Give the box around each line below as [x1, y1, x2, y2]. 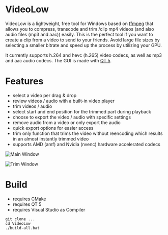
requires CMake [12, 196, 47, 202]
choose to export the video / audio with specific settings [12, 114, 131, 120]
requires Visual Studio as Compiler [12, 206, 86, 213]
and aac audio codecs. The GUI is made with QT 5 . [5, 57, 112, 63]
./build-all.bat [5, 225, 40, 230]
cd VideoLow [5, 221, 31, 226]
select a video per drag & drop [12, 92, 77, 98]
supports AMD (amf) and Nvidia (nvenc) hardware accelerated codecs [12, 141, 160, 147]
